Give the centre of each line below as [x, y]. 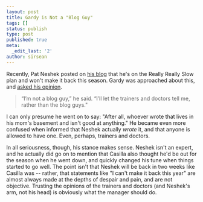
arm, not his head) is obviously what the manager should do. [82, 192]
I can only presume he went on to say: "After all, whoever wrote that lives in [100, 116]
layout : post [23, 12]
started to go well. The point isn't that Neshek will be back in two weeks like [101, 166]
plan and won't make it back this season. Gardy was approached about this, [101, 80]
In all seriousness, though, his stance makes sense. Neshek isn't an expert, [100, 147]
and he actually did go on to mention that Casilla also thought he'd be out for [101, 154]
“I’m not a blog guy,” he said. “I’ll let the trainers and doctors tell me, [105, 98]
